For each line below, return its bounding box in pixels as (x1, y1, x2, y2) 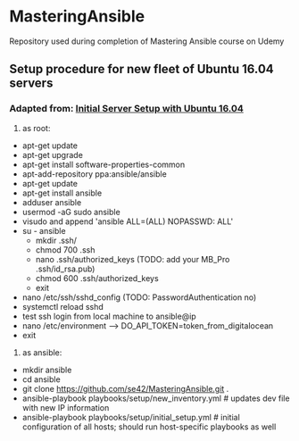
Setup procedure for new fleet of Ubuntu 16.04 (9, 62, 274, 77)
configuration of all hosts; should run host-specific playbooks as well (21, 421, 277, 432)
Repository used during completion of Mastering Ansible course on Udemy (9, 36, 285, 46)
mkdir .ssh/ (35, 235, 78, 245)
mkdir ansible (21, 364, 72, 375)
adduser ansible (21, 196, 82, 207)
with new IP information (21, 402, 110, 412)
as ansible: (21, 346, 62, 358)
